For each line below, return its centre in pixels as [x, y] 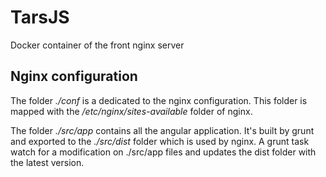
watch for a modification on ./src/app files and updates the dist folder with [163, 152]
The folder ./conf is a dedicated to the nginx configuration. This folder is [159, 100]
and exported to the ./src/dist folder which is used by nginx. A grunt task [160, 141]
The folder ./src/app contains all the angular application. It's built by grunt [162, 130]
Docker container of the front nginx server [97, 45]
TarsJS [40, 17]
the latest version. [47, 162]
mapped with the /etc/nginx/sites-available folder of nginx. [131, 111]
